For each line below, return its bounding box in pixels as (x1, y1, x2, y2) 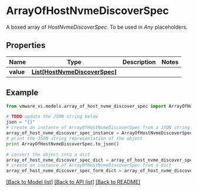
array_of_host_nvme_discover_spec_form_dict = (6, 168, 122, 174)
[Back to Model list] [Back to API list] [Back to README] (6, 179, 141, 186)
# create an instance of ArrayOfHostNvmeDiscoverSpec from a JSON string (6, 125, 191, 131)
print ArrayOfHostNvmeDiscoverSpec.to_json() (6, 141, 119, 147)
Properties (6, 40, 46, 50)
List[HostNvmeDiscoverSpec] (31, 67, 117, 76)
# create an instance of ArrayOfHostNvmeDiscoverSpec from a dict (6, 162, 172, 168)
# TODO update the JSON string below (6, 114, 98, 120)
